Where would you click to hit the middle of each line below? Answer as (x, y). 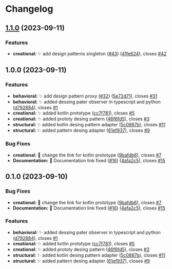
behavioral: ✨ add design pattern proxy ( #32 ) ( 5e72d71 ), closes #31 (85, 96)
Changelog (29, 9)
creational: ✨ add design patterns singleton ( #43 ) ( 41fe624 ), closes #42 (90, 53)
